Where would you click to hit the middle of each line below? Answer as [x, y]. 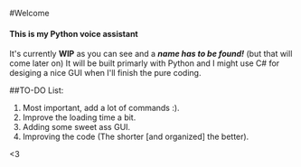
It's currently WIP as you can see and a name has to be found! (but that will [151, 54]
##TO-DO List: [37, 90]
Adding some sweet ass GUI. [76, 127]
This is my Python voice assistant [74, 33]
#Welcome [29, 13]
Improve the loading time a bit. [79, 117]
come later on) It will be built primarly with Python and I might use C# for [145, 63]
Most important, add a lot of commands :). [101, 108]
